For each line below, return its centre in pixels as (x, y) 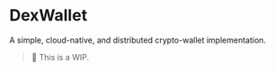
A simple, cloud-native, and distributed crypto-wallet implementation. (138, 40)
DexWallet (49, 16)
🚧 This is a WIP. (60, 57)
